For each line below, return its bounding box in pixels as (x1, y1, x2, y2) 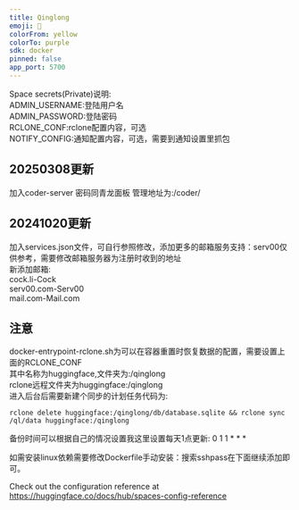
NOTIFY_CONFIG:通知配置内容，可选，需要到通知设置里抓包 (9, 133, 230, 144)
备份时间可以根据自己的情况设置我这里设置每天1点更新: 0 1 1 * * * (9, 433, 247, 444)
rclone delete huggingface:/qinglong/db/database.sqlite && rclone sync (9, 408, 286, 418)
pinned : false (9, 54, 62, 63)
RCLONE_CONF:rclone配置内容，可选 (9, 121, 147, 132)
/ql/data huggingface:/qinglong (9, 416, 129, 425)
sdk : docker (9, 46, 54, 55)
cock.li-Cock (9, 273, 56, 284)
